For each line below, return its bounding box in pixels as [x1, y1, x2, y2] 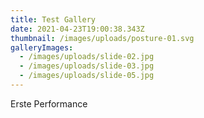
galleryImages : [10, 42, 74, 53]
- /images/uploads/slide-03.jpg [19, 61, 155, 71]
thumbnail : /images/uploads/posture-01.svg [10, 33, 195, 43]
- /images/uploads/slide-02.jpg [19, 52, 155, 62]
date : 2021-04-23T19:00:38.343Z [10, 24, 145, 34]
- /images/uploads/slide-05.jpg [19, 71, 155, 81]
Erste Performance [10, 97, 88, 110]
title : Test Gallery [10, 14, 97, 25]
